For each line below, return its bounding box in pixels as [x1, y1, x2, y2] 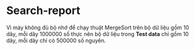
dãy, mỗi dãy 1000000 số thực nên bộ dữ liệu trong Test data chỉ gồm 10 [6, 30, 189, 37]
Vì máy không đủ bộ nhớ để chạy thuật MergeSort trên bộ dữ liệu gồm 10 [6, 24, 190, 31]
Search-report [6, 4, 80, 18]
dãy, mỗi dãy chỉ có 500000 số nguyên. [6, 37, 106, 44]
